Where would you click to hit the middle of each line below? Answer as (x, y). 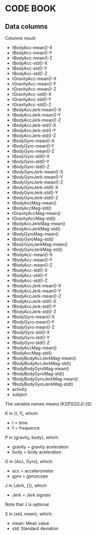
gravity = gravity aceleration (40, 447)
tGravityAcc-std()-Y (32, 99)
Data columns (26, 27)
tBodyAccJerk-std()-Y (34, 130)
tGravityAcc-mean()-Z (34, 89)
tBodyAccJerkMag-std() (36, 229)
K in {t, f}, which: (22, 413)
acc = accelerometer (33, 471)
